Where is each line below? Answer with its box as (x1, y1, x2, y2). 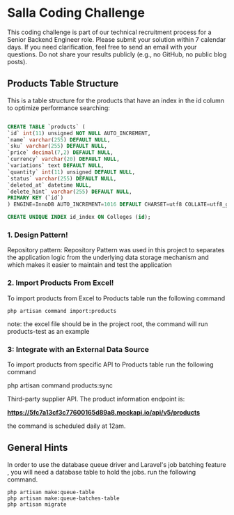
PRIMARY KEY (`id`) (7, 194, 64, 201)
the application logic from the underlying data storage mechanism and (7, 253, 209, 262)
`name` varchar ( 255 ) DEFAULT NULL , (7, 136, 111, 144)
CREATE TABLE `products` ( (7, 123, 86, 130)
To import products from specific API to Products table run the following (7, 360, 214, 369)
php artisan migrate (7, 500, 68, 508)
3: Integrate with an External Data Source (7, 344, 150, 354)
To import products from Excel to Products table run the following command (7, 294, 225, 302)
